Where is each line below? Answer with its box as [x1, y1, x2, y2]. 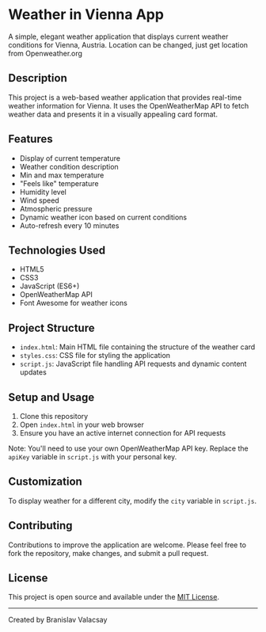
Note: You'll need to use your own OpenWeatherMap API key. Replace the [8, 444, 249, 453]
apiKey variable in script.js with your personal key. [8, 452, 177, 461]
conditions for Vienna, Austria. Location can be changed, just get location [8, 40, 248, 49]
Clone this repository [19, 412, 89, 421]
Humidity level [19, 187, 67, 196]
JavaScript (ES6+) [19, 281, 80, 291]
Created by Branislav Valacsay [8, 615, 108, 625]
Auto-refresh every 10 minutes [19, 220, 120, 230]
